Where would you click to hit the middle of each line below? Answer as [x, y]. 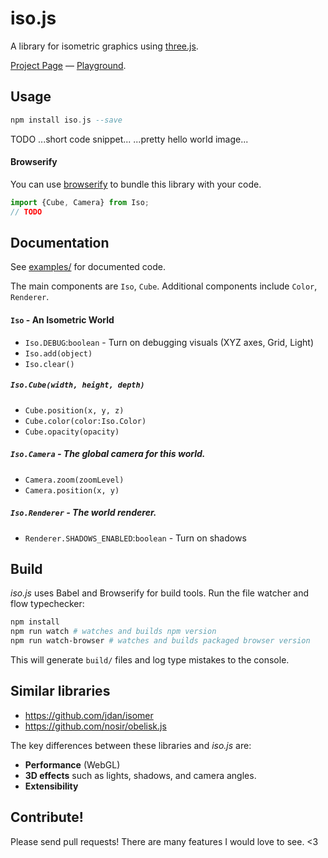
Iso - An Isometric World [62, 319]
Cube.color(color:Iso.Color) [85, 421]
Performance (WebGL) [72, 764]
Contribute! [47, 817]
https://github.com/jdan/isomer [89, 715]
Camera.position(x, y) [72, 490]
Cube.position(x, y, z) [74, 410]
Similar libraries [60, 691]
